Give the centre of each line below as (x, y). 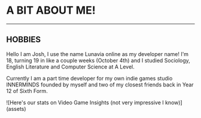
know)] (173, 103)
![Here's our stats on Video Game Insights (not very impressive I (85, 103)
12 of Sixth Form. (27, 91)
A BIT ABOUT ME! (51, 10)
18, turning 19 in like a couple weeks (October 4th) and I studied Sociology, (98, 60)
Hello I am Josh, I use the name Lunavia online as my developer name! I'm (98, 54)
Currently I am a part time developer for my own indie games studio (89, 78)
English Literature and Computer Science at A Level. (70, 67)
